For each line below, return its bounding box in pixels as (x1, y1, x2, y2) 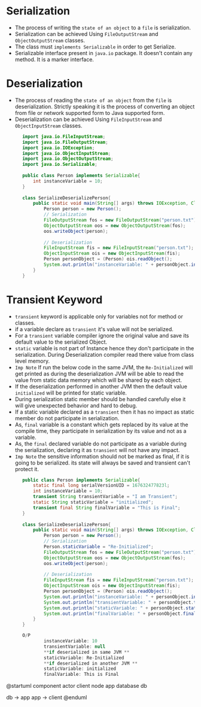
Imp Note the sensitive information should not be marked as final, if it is (14, 453, 190, 460)
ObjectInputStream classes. (14, 122, 83, 129)
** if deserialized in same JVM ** (44, 649, 130, 655)
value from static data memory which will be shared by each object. (14, 376, 182, 384)
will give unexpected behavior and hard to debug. (14, 402, 138, 409)
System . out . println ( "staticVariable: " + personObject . (44, 605, 186, 611)
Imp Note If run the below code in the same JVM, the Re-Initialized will (14, 363, 193, 371)
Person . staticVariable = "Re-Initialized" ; (44, 544, 154, 550)
